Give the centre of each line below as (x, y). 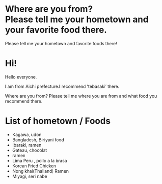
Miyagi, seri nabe (30, 176)
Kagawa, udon (27, 134)
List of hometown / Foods (58, 121)
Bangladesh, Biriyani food (38, 140)
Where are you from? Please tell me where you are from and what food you (81, 96)
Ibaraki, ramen (27, 145)
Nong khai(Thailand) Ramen (40, 171)
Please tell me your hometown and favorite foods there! (61, 43)
